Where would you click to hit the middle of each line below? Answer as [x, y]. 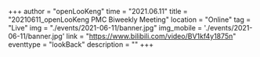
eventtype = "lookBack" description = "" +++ [81, 45]
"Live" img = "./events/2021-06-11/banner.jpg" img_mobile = [105, 28]
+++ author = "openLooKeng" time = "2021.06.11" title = [98, 11]
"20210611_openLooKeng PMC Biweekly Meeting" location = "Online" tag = [130, 20]
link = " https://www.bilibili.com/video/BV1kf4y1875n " [151, 36]
